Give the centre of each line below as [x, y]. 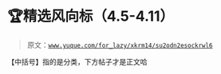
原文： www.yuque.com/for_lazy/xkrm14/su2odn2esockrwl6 [120, 45]
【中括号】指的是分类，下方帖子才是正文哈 [77, 61]
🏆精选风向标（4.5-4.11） [91, 16]
